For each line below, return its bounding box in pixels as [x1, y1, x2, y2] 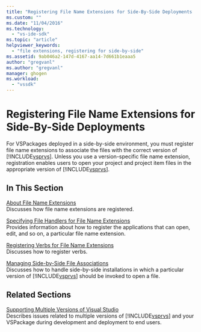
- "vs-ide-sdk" [11, 31, 50, 37]
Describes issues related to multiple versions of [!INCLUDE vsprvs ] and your [6, 312, 194, 319]
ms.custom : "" [6, 14, 42, 20]
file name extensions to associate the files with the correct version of [6, 146, 178, 153]
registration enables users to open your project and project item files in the [6, 159, 191, 166]
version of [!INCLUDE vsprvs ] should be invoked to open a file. [6, 272, 161, 280]
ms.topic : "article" [6, 37, 58, 43]
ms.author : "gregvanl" [6, 64, 63, 71]
